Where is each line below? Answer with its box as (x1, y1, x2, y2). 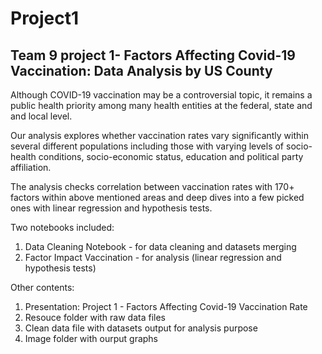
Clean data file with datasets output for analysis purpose (24, 322, 258, 334)
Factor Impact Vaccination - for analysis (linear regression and (24, 252, 282, 263)
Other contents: (10, 282, 75, 293)
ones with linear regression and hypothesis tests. (10, 202, 213, 214)
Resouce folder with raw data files (24, 312, 166, 323)
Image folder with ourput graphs (24, 333, 158, 344)
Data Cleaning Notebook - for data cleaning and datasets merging (24, 241, 297, 252)
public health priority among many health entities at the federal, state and (10, 100, 313, 111)
